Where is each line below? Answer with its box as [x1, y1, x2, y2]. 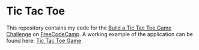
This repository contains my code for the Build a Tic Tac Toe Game [6, 24, 172, 31]
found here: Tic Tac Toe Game [6, 37, 82, 44]
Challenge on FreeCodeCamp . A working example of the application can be [6, 30, 194, 37]
